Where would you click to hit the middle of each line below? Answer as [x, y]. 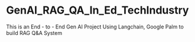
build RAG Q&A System [34, 33]
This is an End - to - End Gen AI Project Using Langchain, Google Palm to [95, 27]
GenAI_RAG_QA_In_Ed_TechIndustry [97, 10]
